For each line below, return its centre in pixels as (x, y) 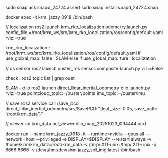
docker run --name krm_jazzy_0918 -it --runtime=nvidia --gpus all (75, 134)
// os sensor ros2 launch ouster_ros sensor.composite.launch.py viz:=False (84, 68)
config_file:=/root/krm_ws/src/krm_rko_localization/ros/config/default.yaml (84, 32)
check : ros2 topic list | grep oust (40, 78)
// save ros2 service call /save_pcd (42, 103)
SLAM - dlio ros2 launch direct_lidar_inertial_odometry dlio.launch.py (78, 88)
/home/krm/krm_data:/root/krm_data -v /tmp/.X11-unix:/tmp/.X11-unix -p (81, 145)
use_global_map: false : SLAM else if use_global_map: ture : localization (81, 58)
